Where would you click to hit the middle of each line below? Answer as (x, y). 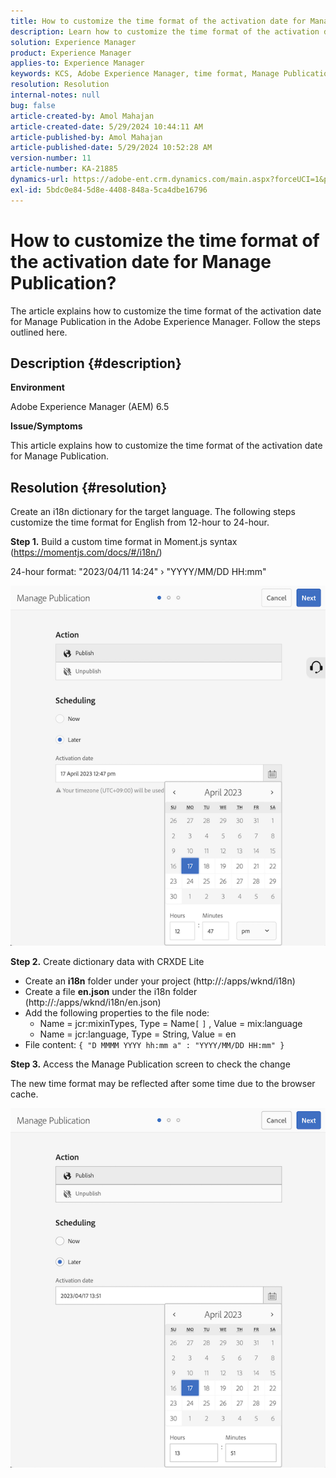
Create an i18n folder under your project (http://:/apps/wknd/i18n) (160, 981)
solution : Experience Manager (73, 42)
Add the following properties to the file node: (117, 1012)
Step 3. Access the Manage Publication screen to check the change (150, 1064)
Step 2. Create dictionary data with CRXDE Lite (107, 961)
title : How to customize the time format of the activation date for (158, 21)
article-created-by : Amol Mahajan (82, 116)
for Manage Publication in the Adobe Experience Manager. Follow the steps (165, 321)
